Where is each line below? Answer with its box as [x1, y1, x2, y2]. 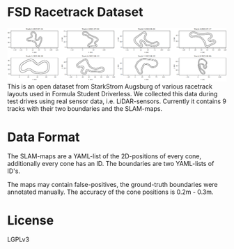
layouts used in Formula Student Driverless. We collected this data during [7, 90, 218, 98]
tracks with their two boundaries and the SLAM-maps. [7, 105, 162, 113]
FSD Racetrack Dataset [7, 4, 143, 20]
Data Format [7, 129, 80, 145]
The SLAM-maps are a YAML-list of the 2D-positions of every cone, [7, 152, 202, 160]
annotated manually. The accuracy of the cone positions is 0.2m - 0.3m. [7, 188, 214, 196]
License [7, 212, 54, 228]
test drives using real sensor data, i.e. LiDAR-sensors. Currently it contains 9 [7, 97, 226, 105]
